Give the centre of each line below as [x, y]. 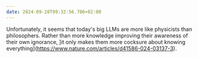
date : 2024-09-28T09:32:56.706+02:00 [54, 12]
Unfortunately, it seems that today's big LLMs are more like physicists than [99, 29]
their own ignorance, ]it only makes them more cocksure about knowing [96, 42]
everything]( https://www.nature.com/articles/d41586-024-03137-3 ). [92, 48]
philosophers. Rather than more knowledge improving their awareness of [97, 35]
